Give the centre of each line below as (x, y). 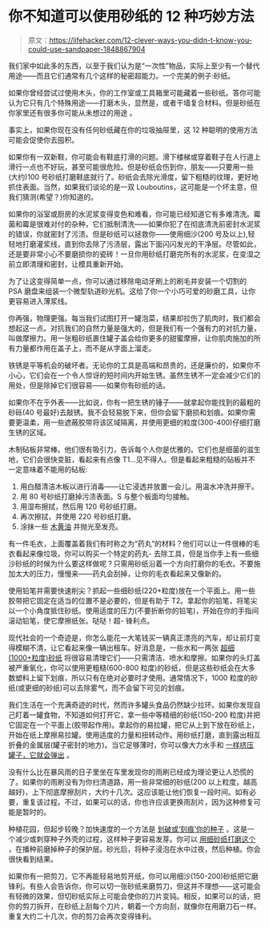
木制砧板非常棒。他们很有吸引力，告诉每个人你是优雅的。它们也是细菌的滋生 (134, 449)
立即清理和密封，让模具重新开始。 (71, 264)
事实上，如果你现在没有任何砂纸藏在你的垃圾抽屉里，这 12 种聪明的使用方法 (133, 130)
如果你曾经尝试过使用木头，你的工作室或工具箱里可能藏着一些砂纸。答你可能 (134, 92)
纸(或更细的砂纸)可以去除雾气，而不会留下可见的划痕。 (99, 688)
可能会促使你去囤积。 (43, 139)
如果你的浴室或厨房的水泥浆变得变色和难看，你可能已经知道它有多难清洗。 (131, 214)
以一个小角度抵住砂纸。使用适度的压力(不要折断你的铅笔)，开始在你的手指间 (134, 611)
